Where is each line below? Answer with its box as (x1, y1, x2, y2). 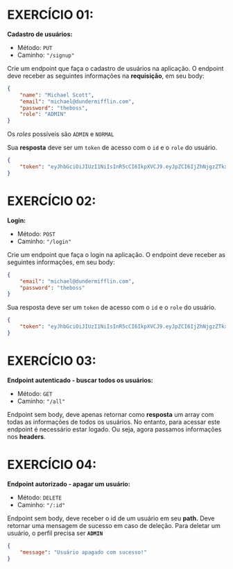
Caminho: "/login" (17, 237, 71, 245)
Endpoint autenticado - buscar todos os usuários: (7, 376, 154, 384)
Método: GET (17, 389, 53, 397)
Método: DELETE (17, 493, 62, 502)
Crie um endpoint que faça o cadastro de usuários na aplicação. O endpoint (7, 64, 224, 72)
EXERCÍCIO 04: (7, 457, 97, 472)
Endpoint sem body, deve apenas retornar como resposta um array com (7, 410, 214, 418)
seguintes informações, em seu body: (7, 258, 116, 266)
